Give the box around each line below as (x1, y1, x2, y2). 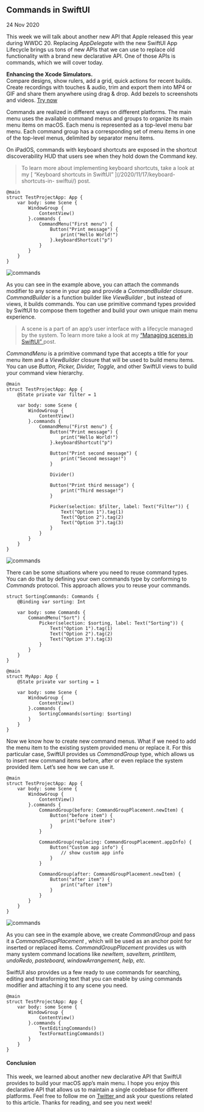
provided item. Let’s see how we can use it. (6, 763, 114, 770)
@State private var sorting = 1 (17, 679, 99, 685)
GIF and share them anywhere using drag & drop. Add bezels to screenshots (6, 90, 198, 97)
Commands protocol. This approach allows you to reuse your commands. (6, 581, 191, 589)
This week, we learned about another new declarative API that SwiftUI (6, 1073, 182, 1080)
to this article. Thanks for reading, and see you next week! (6, 1099, 152, 1107)
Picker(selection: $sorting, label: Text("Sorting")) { (38, 620, 184, 626)
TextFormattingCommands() (38, 1030, 105, 1036)
